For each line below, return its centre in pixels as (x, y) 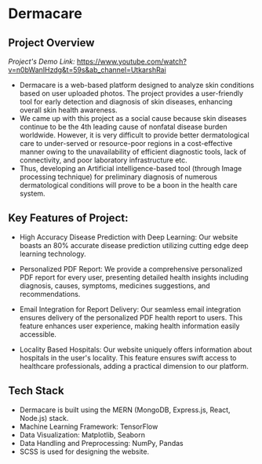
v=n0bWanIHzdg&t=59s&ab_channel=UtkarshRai (87, 70)
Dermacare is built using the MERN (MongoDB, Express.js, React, (125, 410)
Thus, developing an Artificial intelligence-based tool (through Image (131, 168)
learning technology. (53, 254)
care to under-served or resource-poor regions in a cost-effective (126, 143)
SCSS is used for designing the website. (84, 451)
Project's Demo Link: (42, 61)
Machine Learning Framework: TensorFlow (89, 426)
